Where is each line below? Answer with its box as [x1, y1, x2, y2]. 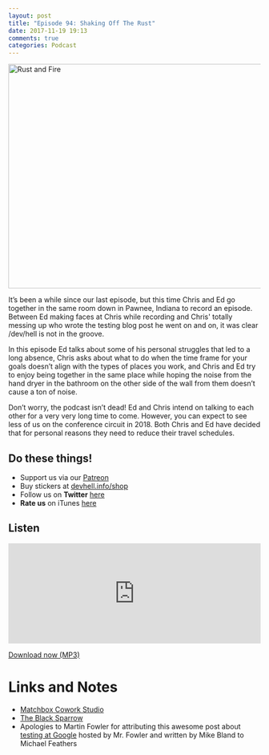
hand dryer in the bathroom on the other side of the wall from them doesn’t [8, 378, 256, 389]
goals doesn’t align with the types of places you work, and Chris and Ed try [8, 361, 256, 371]
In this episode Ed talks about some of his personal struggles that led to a [8, 345, 251, 354]
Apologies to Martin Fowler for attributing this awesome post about [19, 721, 242, 731]
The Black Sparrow [19, 713, 83, 722]
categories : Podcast [8, 42, 78, 50]
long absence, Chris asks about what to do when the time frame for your [8, 353, 248, 363]
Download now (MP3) [8, 650, 80, 660]
